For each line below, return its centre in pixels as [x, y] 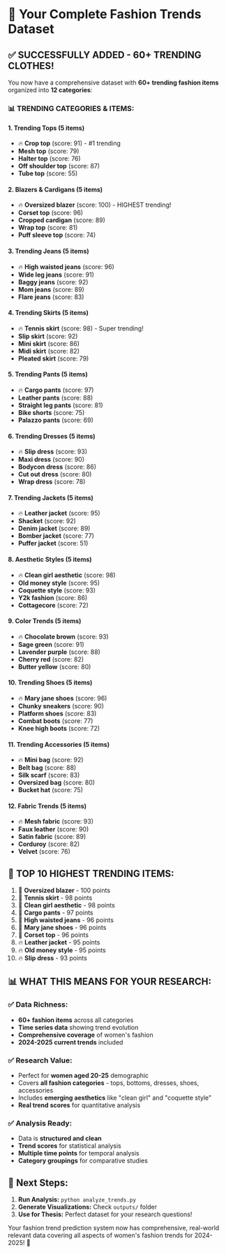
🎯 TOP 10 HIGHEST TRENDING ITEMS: [91, 874]
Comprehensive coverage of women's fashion [85, 1035]
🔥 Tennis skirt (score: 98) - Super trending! [81, 328]
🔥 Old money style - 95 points [62, 950]
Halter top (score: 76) [49, 159]
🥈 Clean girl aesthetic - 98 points [67, 905]
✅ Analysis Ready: [40, 1123]
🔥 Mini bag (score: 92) [51, 760]
